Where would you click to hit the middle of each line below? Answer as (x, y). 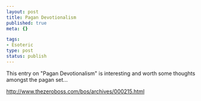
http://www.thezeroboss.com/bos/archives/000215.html (76, 91)
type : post (20, 51)
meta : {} (17, 29)
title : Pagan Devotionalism (41, 17)
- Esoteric (20, 45)
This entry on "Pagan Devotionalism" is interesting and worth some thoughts (101, 73)
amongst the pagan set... (37, 79)
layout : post (22, 12)
